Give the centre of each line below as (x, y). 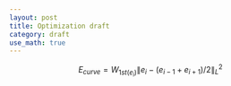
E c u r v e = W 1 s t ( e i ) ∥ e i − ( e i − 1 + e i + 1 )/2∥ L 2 (150, 71)
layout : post (34, 17)
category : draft (39, 34)
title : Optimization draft (60, 26)
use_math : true (38, 43)
